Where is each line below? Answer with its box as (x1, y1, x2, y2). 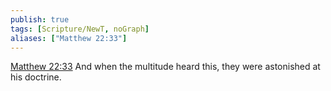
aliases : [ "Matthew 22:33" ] (10, 33, 128, 43)
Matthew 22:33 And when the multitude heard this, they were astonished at (10, 61, 321, 73)
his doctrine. (10, 71, 62, 83)
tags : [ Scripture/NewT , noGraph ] (10, 24, 150, 34)
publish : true (10, 14, 70, 25)
